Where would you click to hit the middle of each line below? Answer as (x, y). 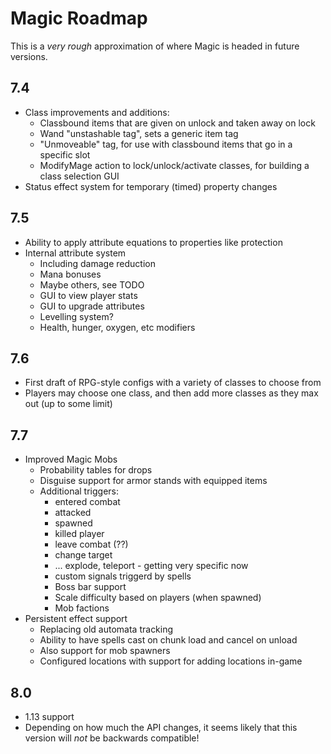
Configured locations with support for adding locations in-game (171, 661)
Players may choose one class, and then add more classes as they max (171, 393)
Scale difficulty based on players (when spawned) (158, 598)
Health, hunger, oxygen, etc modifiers (117, 327)
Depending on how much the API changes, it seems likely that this (161, 727)
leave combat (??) (91, 544)
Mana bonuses (70, 274)
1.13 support (49, 716)
